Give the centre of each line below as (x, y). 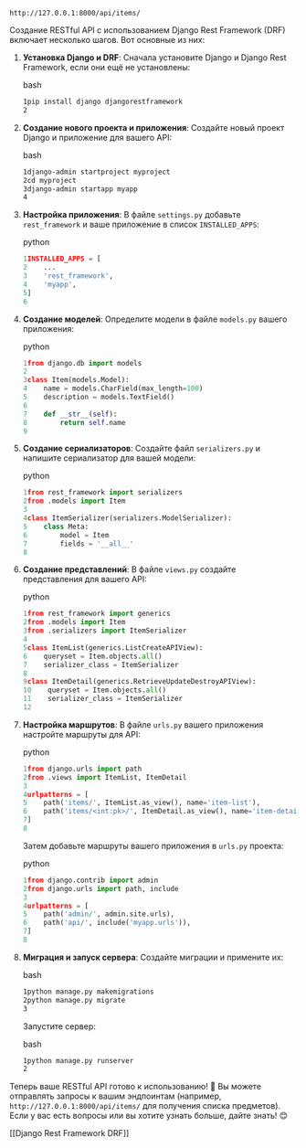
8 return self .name (74, 422)
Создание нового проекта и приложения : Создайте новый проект (153, 127)
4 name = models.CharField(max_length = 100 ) (113, 388)
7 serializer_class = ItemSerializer (100, 664)
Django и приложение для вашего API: (97, 137)
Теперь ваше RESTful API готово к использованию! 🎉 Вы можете (136, 1087)
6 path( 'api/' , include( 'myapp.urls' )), (107, 923)
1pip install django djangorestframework (102, 101)
